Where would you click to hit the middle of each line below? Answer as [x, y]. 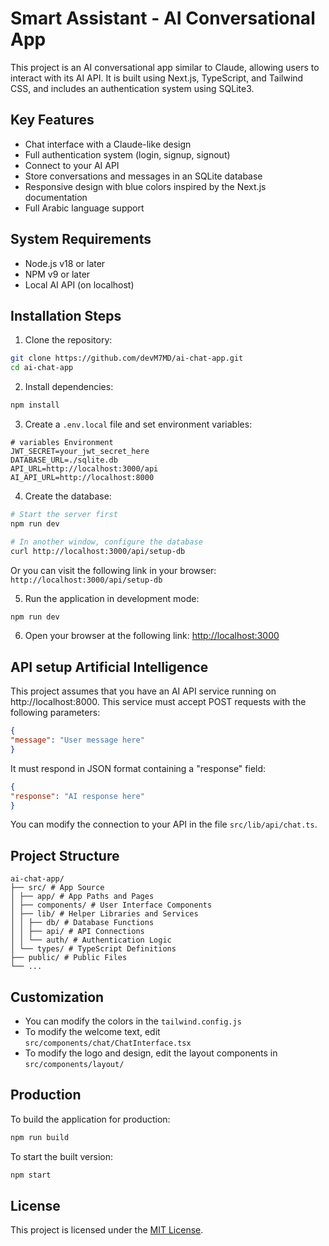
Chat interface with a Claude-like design [108, 144]
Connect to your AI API [72, 165]
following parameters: [55, 713]
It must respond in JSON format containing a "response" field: [138, 768]
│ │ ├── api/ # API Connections [77, 932]
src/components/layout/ [74, 1065]
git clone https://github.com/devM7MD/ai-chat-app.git [127, 358]
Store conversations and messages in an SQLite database [143, 176]
